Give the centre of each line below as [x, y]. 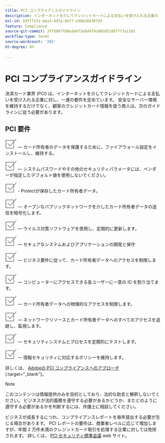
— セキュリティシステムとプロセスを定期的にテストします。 [78, 342]
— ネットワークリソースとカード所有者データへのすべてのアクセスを [87, 320]
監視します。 [31, 326]
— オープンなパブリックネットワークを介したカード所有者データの [85, 207]
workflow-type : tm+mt [27, 37]
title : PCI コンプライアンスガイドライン [43, 10]
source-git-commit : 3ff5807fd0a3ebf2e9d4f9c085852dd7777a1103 [70, 31]
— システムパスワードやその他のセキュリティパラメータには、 [81, 169]
